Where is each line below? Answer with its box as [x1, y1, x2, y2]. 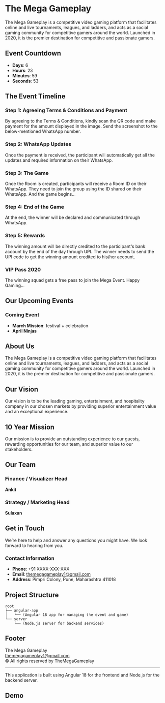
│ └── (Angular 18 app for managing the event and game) [5, 612, 129, 617]
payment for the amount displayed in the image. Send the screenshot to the [5, 123, 158, 129]
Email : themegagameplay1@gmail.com [12, 571, 91, 577]
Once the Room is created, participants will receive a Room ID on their [5, 181, 147, 187]
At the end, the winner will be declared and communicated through [5, 214, 140, 220]
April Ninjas [12, 328, 37, 334]
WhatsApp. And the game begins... [5, 191, 76, 197]
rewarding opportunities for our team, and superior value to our [5, 441, 134, 447]
